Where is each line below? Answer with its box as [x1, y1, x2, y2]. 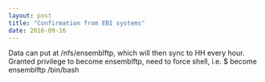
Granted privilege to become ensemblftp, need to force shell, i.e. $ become [8, 57, 257, 66]
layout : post [8, 11, 52, 20]
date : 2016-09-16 [8, 26, 67, 34]
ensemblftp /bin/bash [8, 65, 79, 75]
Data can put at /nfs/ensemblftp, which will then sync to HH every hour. [8, 49, 245, 58]
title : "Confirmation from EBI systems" [8, 19, 146, 27]
